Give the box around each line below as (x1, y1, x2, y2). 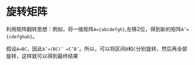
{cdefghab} (6, 34, 33, 39)
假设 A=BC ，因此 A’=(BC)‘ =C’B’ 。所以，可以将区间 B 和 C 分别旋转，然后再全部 (6, 45, 188, 52)
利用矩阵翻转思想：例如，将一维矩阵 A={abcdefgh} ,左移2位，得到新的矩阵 (6, 26, 181, 32)
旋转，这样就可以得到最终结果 (6, 52, 78, 59)
